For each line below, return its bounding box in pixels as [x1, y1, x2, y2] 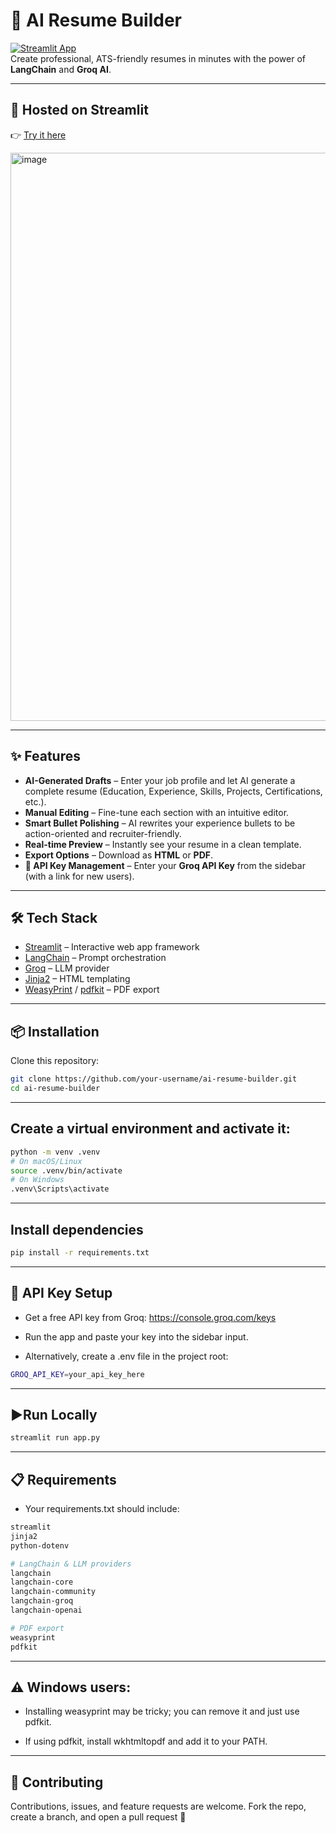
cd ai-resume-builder [10, 1084, 101, 1094]
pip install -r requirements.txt [10, 1247, 150, 1258]
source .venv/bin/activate [10, 1165, 123, 1176]
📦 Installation [10, 1023, 100, 1040]
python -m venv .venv [10, 1147, 101, 1157]
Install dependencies [10, 1221, 144, 1238]
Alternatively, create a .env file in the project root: [24, 1350, 229, 1362]
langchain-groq [10, 1596, 74, 1606]
